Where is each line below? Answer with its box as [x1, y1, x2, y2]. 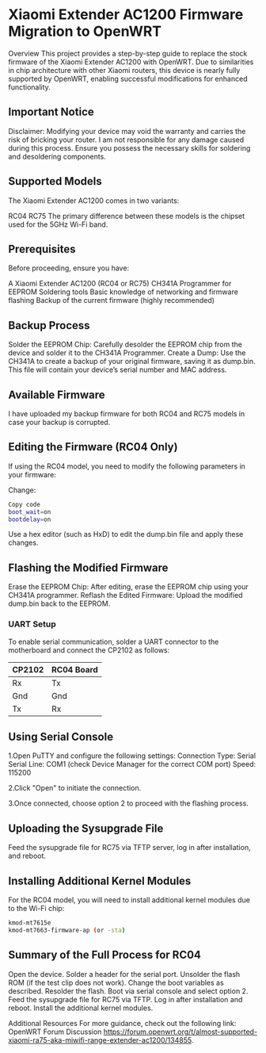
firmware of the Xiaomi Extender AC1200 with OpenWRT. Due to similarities [8, 57, 254, 67]
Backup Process [8, 319, 90, 332]
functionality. [8, 82, 51, 92]
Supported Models [8, 174, 102, 188]
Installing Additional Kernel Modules [8, 874, 192, 887]
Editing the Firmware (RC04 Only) [8, 440, 178, 454]
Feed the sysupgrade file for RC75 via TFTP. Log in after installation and [8, 994, 243, 1004]
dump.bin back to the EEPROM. [8, 599, 111, 608]
